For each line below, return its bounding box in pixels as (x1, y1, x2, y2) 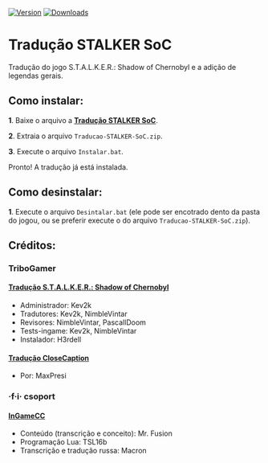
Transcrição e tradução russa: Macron (19, 446, 147, 456)
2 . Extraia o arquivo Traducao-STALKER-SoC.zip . (8, 131, 163, 141)
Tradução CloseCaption (8, 353, 90, 363)
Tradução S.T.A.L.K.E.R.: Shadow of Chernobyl (8, 282, 169, 293)
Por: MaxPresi (19, 371, 67, 381)
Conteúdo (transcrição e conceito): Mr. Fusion (19, 428, 173, 438)
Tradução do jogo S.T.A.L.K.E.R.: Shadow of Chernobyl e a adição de (8, 62, 237, 72)
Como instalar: (8, 94, 84, 108)
